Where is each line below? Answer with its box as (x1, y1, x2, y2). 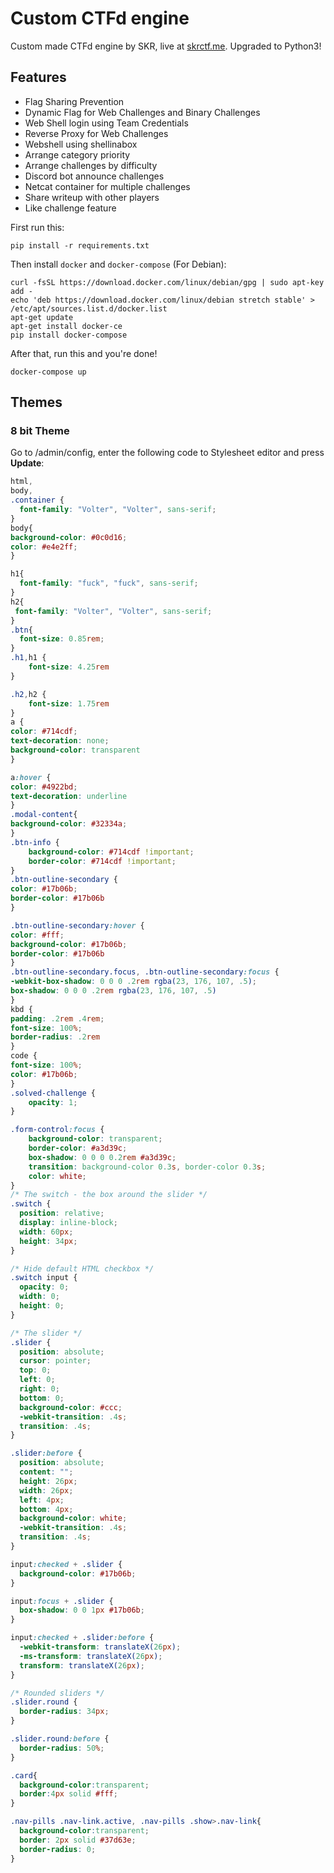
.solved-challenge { (10, 1088, 97, 1098)
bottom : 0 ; (19, 1393, 65, 1403)
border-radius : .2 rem (10, 1032, 101, 1042)
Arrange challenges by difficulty (24, 159, 158, 171)
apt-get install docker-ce (10, 321, 123, 331)
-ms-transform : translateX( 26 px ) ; (19, 1651, 163, 1661)
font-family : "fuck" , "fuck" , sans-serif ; (19, 578, 199, 589)
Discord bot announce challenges (24, 170, 165, 182)
